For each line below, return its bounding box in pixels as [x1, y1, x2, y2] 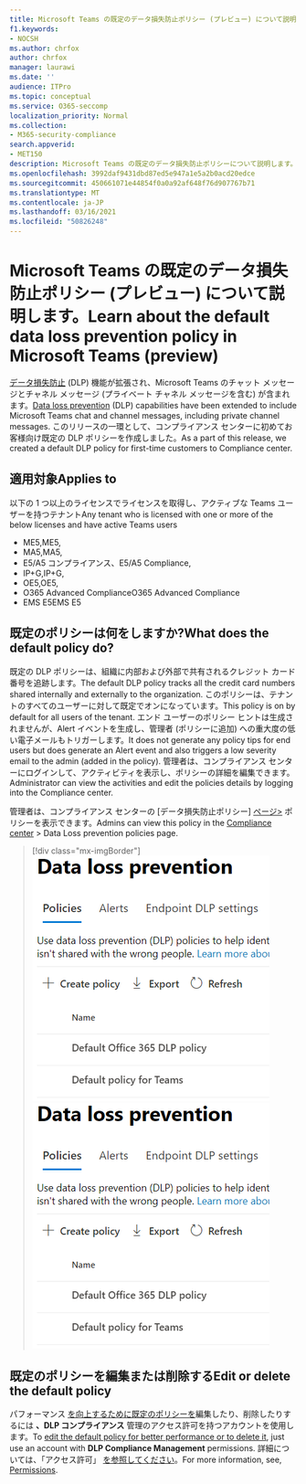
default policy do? [9, 641, 114, 656]
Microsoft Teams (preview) [9, 345, 219, 366]
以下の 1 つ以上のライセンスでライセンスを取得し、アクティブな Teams [9, 497, 276, 508]
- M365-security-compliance [9, 131, 117, 140]
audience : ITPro [9, 82, 71, 91]
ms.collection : [9, 121, 68, 130]
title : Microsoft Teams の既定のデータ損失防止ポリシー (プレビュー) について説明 [9, 15, 297, 24]
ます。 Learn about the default [41, 306, 270, 327]
